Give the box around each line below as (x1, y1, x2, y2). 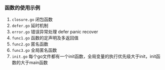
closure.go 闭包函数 (11, 16, 53, 23)
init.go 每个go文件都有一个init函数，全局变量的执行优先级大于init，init (11, 53, 156, 60)
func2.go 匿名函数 (11, 41, 49, 47)
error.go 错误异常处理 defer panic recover (11, 29, 98, 35)
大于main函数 (20, 60, 48, 66)
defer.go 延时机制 (11, 23, 49, 29)
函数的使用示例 (4, 4, 41, 11)
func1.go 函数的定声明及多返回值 (11, 35, 79, 41)
